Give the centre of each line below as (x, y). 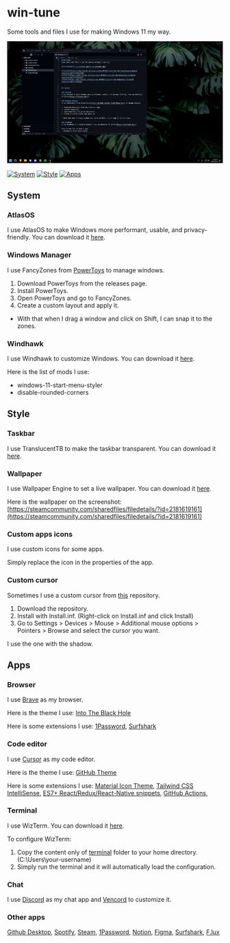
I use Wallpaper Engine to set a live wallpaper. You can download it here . (110, 488)
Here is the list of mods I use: (48, 371)
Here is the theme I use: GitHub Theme (62, 772)
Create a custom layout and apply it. (68, 305)
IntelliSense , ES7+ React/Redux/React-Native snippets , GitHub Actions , (107, 793)
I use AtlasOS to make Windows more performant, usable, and (95, 230)
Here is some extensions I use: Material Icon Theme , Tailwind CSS (100, 785)
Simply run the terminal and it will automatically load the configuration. (116, 867)
